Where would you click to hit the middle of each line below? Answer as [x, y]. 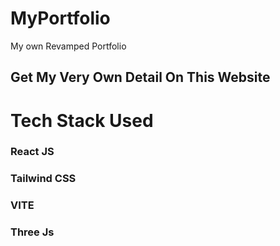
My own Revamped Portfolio [68, 46]
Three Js [32, 232]
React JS [32, 152]
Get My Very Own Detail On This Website [140, 77]
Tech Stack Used [82, 120]
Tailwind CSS [43, 179]
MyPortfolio [60, 18]
